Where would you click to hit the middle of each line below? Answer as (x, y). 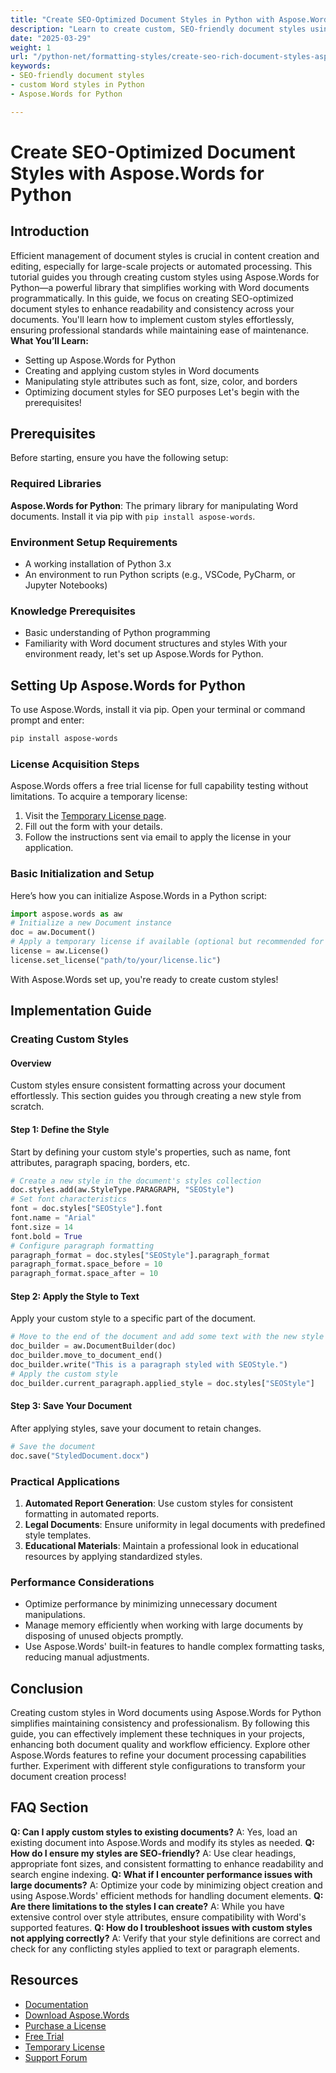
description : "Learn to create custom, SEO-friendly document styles (158, 29)
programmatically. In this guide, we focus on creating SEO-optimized (152, 298)
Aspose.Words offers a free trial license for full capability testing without (159, 786)
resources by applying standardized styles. (113, 1556)
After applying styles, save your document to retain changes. (136, 1428)
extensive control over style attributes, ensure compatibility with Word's (158, 1917)
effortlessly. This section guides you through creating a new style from (156, 1096)
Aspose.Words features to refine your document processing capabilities (158, 1755)
